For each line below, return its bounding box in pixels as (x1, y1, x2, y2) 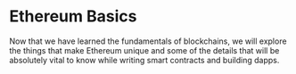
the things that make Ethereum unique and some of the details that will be (9, 45, 280, 55)
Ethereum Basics (9, 6, 137, 27)
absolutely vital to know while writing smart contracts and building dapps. (9, 54, 280, 65)
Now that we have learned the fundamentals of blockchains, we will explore (9, 36, 287, 46)
